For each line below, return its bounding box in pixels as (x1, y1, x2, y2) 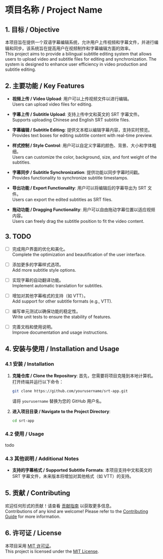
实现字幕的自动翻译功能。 (12, 277, 64, 283)
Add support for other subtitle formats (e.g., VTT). (12, 298, 113, 304)
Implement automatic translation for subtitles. (12, 282, 103, 288)
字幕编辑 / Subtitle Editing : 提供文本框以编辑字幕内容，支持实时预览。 (12, 127, 152, 132)
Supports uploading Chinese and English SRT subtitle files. (12, 117, 130, 123)
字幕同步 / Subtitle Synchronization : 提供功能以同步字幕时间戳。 (12, 169, 143, 175)
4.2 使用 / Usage (5, 430, 44, 437)
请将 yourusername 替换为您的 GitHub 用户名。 (12, 398, 105, 404)
